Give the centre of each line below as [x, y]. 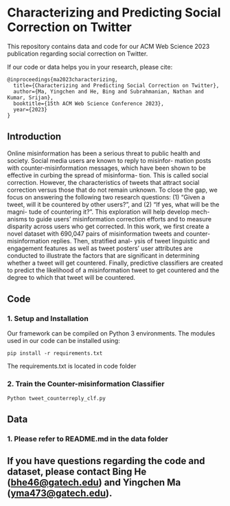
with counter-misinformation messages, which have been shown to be [106, 168]
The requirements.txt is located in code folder [72, 366]
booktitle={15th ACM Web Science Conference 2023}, [89, 103]
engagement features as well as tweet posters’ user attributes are [100, 248]
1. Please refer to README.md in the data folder [88, 439]
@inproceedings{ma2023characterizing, [62, 79]
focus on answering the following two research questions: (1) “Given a [106, 197]
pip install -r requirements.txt [55, 353]
